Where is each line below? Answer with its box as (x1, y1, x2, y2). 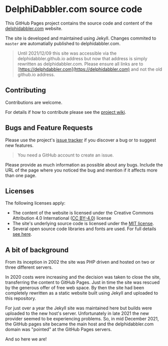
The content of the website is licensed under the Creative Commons (12, 210, 154, 216)
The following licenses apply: (5, 200, 66, 206)
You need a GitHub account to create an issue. (17, 152, 114, 158)
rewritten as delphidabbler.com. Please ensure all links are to (17, 61, 143, 67)
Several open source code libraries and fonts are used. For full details (12, 226, 156, 232)
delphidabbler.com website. (5, 25, 63, 31)
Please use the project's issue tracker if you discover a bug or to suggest (5, 137, 156, 143)
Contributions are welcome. (5, 99, 63, 105)
